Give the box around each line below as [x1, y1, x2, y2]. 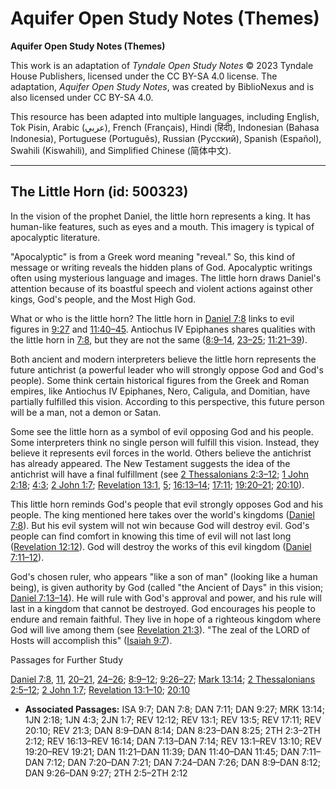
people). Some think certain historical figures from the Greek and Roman [10, 374, 310, 386]
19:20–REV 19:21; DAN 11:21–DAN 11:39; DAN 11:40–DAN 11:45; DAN [24, 745, 300, 757]
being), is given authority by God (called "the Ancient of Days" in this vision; [10, 581, 324, 593]
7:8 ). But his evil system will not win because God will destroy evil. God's [10, 519, 310, 531]
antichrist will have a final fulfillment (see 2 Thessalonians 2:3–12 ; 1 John [10, 468, 309, 480]
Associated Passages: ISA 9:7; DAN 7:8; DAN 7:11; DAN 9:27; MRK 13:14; [24, 703, 325, 715]
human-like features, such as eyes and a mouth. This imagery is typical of [10, 220, 315, 232]
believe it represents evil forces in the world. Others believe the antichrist [10, 447, 312, 459]
